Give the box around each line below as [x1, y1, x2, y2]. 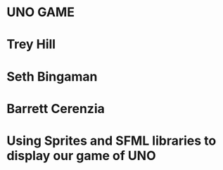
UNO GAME [6, 4, 75, 20]
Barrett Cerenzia [6, 100, 105, 117]
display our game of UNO [6, 148, 156, 164]
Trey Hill [6, 37, 56, 53]
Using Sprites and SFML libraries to [6, 133, 217, 148]
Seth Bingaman [6, 68, 98, 84]
